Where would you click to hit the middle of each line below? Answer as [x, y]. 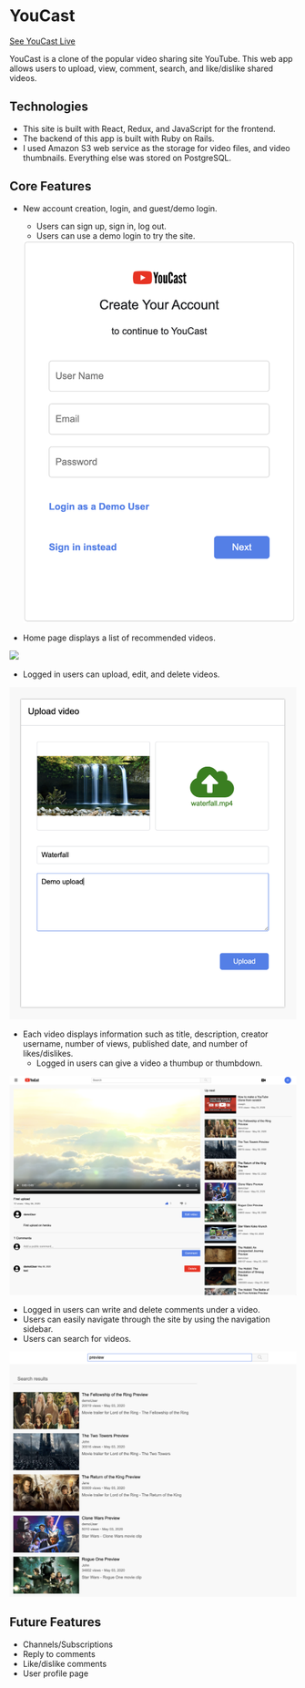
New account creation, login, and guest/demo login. [120, 208]
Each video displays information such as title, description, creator [145, 1034]
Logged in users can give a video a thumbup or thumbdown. [149, 1063]
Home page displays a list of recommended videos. [119, 638]
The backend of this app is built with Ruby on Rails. [118, 138]
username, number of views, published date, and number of [135, 1044]
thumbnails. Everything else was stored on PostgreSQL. [127, 158]
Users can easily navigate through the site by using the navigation [146, 1320]
